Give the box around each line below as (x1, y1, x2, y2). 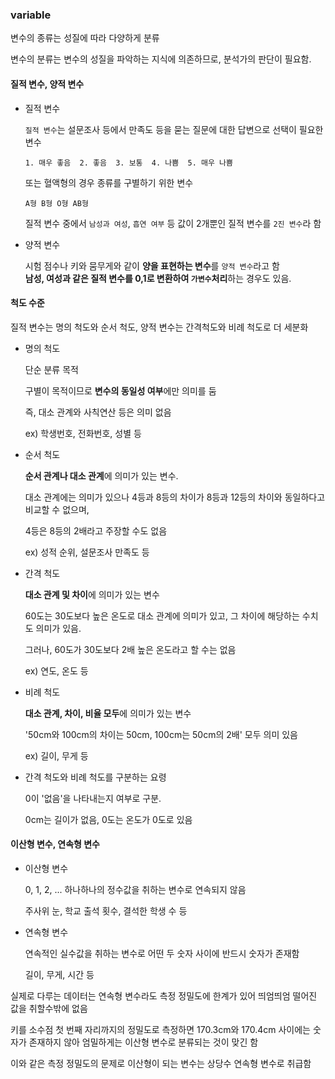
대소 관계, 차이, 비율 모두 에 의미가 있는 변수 (24, 707, 192, 719)
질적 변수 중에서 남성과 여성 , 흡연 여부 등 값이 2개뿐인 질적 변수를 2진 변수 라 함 (24, 217, 322, 229)
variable (10, 8, 52, 22)
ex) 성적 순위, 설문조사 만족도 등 (24, 546, 150, 558)
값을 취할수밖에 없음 (10, 1002, 88, 1014)
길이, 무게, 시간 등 (24, 968, 95, 980)
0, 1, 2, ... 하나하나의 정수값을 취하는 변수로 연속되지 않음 (24, 883, 247, 895)
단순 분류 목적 (24, 363, 79, 375)
